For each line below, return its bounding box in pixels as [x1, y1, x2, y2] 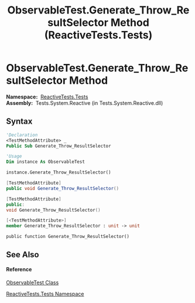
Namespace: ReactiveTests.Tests [6, 93, 88, 100]
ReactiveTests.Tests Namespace [6, 290, 84, 297]
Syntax [6, 117, 33, 127]
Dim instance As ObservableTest [6, 159, 85, 165]
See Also [6, 250, 39, 260]
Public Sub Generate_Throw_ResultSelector [6, 143, 111, 149]
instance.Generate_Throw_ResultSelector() [6, 169, 111, 176]
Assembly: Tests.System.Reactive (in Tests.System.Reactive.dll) [6, 99, 163, 106]
